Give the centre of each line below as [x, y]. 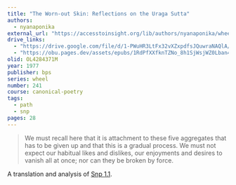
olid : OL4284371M [33, 60]
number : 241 [25, 85]
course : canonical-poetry [45, 92]
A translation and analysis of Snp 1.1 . [60, 174]
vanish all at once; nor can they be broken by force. [99, 160]
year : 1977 [23, 66]
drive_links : [26, 40]
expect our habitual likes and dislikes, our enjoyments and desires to [123, 153]
